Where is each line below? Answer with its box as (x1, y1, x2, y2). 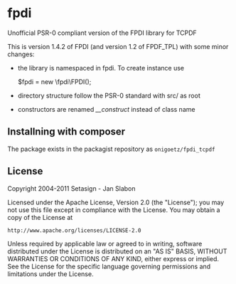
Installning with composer (7, 126, 126, 138)
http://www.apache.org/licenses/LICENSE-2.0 (7, 226, 141, 234)
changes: (7, 50, 35, 58)
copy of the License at (7, 213, 73, 221)
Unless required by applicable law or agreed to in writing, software (7, 239, 203, 248)
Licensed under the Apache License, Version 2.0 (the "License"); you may (7, 198, 225, 206)
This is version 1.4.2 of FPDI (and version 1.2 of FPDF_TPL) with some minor (7, 42, 229, 51)
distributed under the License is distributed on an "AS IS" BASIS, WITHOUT (7, 247, 227, 256)
